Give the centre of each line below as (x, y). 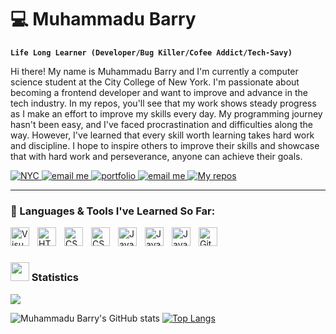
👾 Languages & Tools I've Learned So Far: (113, 211)
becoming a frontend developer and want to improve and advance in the (159, 92)
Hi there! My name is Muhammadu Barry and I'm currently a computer (154, 71)
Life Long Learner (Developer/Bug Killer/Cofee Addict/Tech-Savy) (151, 52)
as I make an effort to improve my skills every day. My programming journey (166, 113)
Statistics (55, 278)
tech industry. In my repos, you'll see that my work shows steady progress (163, 103)
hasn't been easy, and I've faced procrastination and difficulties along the (161, 124)
